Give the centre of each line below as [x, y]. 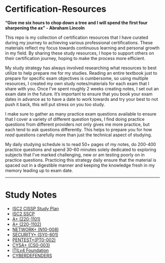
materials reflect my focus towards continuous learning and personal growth [82, 48]
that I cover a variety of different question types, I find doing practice [75, 119]
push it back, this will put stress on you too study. [55, 104]
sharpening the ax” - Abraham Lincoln [45, 28]
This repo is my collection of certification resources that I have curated [77, 37]
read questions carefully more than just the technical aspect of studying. [79, 135]
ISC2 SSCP [24, 214]
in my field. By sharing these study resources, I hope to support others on [80, 53]
